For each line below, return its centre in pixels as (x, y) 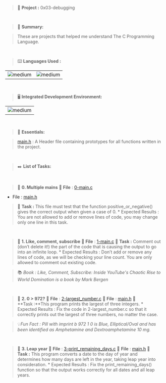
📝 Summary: (30, 27)
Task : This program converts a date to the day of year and (77, 354)
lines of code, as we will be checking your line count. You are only (85, 257)
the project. (29, 147)
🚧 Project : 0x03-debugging (46, 8)
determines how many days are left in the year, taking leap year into (86, 359)
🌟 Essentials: (31, 132)
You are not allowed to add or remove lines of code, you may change (87, 217)
